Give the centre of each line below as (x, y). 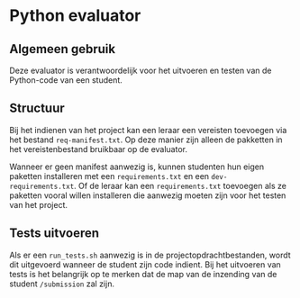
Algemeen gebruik (62, 49)
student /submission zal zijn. (62, 284)
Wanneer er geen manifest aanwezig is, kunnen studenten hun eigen (136, 167)
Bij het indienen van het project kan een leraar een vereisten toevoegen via (148, 130)
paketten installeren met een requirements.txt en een (109, 176)
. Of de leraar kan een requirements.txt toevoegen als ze (180, 185)
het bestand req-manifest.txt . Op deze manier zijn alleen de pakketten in (146, 140)
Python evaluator (75, 16)
